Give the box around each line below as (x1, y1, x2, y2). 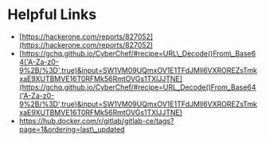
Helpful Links (7, 6, 97, 24)
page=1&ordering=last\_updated (18, 125, 125, 134)
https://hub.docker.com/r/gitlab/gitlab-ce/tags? (18, 116, 174, 125)
